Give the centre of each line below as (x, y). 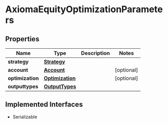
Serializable (25, 117)
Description (95, 53)
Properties (22, 39)
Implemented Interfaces (44, 104)
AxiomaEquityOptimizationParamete (84, 9)
